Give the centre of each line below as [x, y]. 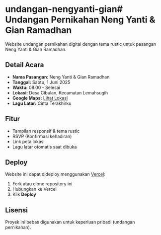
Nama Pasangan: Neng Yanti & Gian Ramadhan [61, 77]
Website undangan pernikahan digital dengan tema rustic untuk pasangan [81, 44]
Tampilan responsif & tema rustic [46, 131]
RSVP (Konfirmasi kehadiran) [42, 136]
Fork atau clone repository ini [42, 184]
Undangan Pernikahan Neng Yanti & [80, 20]
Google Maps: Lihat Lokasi [40, 98]
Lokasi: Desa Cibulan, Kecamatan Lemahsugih [60, 92]
